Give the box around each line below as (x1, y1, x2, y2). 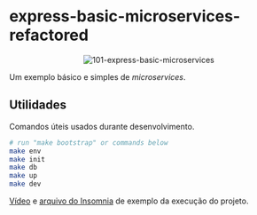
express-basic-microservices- (9, 6, 241, 27)
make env (9, 147, 42, 155)
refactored (9, 25, 89, 45)
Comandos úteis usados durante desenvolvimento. (9, 121, 195, 131)
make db (9, 163, 38, 172)
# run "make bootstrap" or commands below (9, 138, 168, 147)
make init (9, 155, 46, 163)
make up (9, 171, 38, 180)
